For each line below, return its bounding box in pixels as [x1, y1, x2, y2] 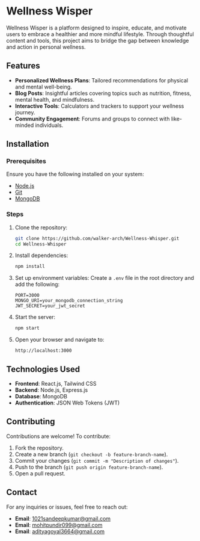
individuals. [35, 122, 64, 129]
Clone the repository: [14, 224, 68, 231]
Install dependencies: [14, 252, 68, 259]
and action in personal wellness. [6, 43, 86, 51]
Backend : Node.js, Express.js [14, 386, 88, 394]
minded [14, 122, 34, 129]
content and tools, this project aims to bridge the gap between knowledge [6, 37, 189, 44]
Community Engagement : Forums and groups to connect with [14, 115, 170, 122]
